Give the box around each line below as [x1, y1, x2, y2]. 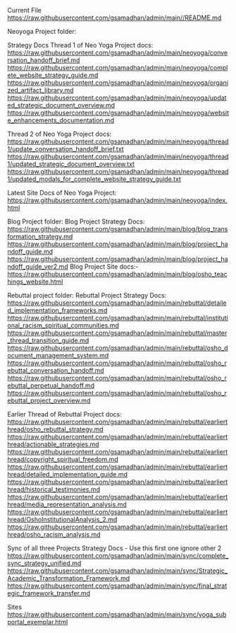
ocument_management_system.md [7, 352, 109, 359]
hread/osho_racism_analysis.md [7, 530, 101, 538]
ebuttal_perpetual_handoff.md [7, 381, 95, 390]
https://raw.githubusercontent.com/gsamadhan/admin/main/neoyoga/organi [7, 79, 229, 87]
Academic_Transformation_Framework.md [7, 574, 130, 582]
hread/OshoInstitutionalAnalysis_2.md [7, 516, 118, 523]
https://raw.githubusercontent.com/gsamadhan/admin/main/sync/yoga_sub [7, 610, 227, 618]
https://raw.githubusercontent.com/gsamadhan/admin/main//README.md [7, 13, 222, 22]
